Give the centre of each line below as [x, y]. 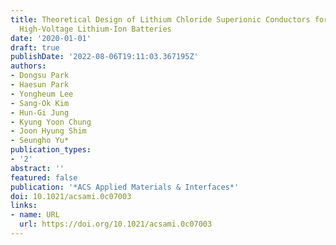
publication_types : [51, 150]
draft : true [35, 47]
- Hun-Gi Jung [40, 112]
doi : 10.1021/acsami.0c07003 [71, 196]
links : [24, 206]
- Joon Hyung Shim [48, 131]
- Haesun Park [40, 85]
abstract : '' [37, 168]
